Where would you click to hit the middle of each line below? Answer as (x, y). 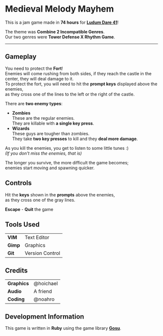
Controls (18, 183)
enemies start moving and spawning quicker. (50, 168)
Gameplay (21, 57)
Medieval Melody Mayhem (59, 9)
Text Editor (37, 238)
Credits (16, 270)
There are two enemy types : (34, 103)
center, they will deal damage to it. (39, 79)
